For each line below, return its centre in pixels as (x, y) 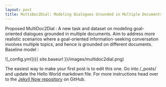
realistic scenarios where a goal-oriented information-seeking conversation (82, 39)
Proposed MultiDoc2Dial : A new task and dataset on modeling (69, 28)
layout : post (19, 10)
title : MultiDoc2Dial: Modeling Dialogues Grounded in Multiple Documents (84, 14)
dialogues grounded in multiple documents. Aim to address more (89, 34)
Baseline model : (22, 49)
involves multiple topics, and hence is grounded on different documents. (79, 44)
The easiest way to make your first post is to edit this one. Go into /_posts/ (81, 68)
